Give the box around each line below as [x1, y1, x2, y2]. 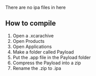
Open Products [12, 38, 45, 44]
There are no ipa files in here [5, 5, 66, 10]
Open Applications [12, 43, 52, 49]
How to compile [5, 19, 56, 28]
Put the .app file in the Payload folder [12, 54, 91, 60]
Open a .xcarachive [12, 33, 54, 39]
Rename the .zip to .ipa [12, 65, 61, 71]
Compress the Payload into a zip [12, 60, 81, 66]
